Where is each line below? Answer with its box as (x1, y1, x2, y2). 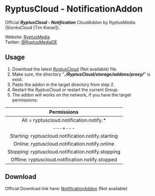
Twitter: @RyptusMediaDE (5, 39, 57, 45)
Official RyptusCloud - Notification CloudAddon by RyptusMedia (5, 19, 136, 25)
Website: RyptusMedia (5, 34, 50, 40)
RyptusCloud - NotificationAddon (5, 3, 143, 15)
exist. (12, 76, 23, 82)
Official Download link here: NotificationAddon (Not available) (5, 185, 128, 191)
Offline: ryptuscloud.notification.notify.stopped (10, 156, 117, 163)
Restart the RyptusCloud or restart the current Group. (12, 86, 119, 93)
